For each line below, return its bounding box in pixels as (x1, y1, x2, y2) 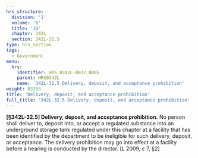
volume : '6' (11, 20, 42, 26)
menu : (6, 58, 20, 64)
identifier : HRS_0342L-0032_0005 (17, 69, 100, 75)
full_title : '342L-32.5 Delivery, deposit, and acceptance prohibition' (6, 97, 190, 103)
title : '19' (11, 25, 42, 31)
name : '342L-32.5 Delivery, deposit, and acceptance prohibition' (17, 81, 185, 87)
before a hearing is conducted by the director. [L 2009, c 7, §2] (6, 145, 160, 152)
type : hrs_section (6, 42, 52, 48)
